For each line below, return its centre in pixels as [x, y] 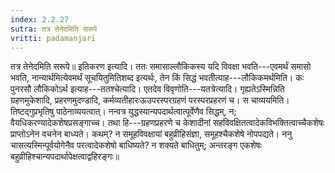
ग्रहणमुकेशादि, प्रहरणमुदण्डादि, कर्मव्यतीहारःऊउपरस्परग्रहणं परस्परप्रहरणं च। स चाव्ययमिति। [150, 100]
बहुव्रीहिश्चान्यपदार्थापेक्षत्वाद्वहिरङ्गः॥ [65, 157]
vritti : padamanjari [53, 38]
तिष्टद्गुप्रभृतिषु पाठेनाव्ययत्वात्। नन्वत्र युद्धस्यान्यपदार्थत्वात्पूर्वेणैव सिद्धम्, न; [123, 112]
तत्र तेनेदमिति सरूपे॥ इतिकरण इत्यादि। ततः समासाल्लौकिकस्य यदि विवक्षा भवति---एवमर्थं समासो [161, 67]
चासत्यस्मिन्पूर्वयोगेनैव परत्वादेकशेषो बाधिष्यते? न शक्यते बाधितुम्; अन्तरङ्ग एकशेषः [136, 145]
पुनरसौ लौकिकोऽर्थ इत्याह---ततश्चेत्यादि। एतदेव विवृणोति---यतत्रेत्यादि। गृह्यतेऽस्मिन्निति [147, 89]
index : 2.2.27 [40, 19]
